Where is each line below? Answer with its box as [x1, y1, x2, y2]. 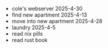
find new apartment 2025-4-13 [11, 11, 87, 18]
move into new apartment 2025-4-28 [11, 18, 103, 24]
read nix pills [11, 30, 43, 37]
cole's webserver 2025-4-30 [11, 5, 83, 12]
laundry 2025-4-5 [11, 24, 56, 31]
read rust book [11, 37, 48, 43]
